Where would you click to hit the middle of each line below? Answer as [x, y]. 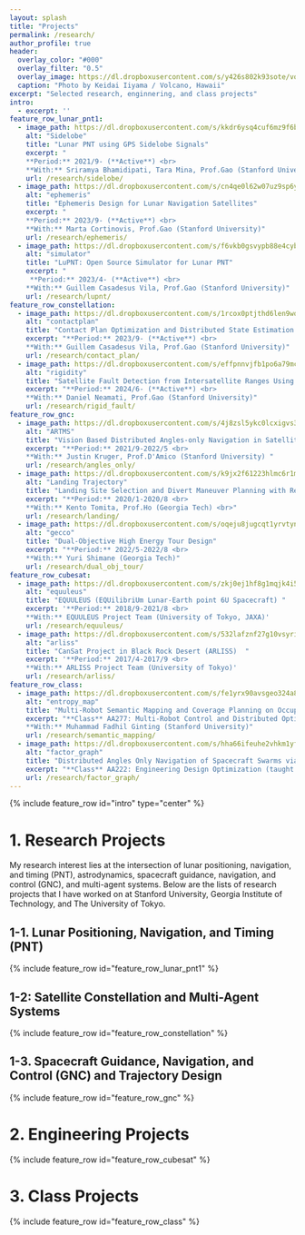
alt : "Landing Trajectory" [77, 482]
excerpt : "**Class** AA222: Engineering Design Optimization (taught [160, 769]
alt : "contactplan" [63, 322]
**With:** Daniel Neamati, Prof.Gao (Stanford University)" [142, 398]
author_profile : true [50, 43]
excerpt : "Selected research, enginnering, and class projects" [133, 94]
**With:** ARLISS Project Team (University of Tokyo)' [132, 668]
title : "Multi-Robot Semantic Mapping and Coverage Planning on [150, 710]
